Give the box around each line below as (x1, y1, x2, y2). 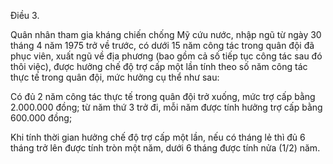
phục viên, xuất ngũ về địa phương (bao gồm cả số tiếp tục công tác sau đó (10, 50, 323, 62)
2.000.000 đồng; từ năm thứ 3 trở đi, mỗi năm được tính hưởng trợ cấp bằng (10, 101, 323, 113)
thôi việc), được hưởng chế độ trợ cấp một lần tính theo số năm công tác (10, 61, 308, 72)
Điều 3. (10, 10, 40, 21)
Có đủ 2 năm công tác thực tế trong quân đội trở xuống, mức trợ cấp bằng (10, 91, 316, 102)
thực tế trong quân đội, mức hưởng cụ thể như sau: (10, 71, 220, 83)
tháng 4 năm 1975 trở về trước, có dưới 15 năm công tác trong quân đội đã (10, 40, 315, 51)
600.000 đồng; (10, 112, 73, 124)
